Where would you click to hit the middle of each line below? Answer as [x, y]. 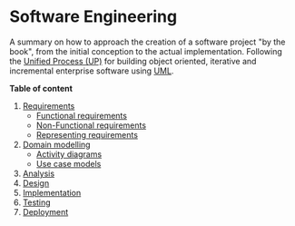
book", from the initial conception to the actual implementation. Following [146, 51]
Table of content [41, 88]
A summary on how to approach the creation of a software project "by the [147, 42]
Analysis [39, 173]
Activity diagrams [69, 154]
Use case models [69, 163]
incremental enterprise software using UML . [92, 71]
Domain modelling [56, 144]
